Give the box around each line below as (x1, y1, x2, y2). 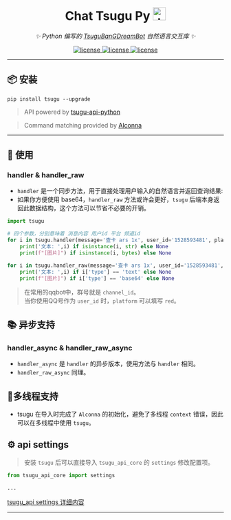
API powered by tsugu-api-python (23, 108, 121, 116)
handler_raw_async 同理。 (16, 368, 90, 377)
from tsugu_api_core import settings (7, 472, 115, 479)
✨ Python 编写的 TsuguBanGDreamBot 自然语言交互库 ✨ (35, 32, 196, 40)
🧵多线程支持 (7, 390, 58, 402)
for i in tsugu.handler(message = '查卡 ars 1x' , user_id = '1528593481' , (7, 237, 212, 244)
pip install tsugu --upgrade (7, 95, 91, 103)
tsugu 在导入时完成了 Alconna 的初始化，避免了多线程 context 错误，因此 (16, 410, 223, 418)
